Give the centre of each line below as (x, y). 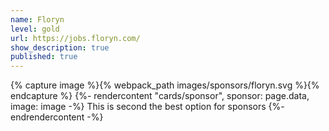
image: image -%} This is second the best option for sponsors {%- (147, 107)
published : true (44, 57)
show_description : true (60, 47)
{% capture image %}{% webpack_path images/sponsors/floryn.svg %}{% (165, 85)
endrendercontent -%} (57, 117)
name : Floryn (37, 19)
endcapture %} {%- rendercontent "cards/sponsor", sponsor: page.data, (160, 96)
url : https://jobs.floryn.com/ (75, 38)
